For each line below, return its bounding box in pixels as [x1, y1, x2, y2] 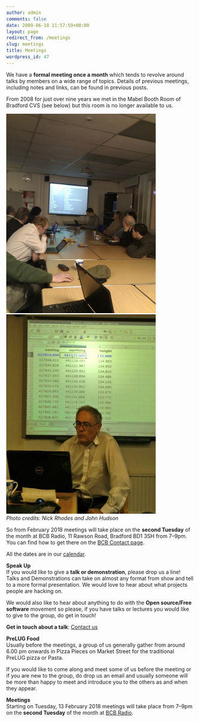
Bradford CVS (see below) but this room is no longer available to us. [6, 102, 173, 109]
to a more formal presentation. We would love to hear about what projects [6, 581, 188, 588]
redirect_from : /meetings [6, 35, 71, 41]
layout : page [6, 29, 39, 35]
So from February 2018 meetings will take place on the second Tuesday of [6, 526, 191, 533]
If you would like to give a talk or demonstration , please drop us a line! [6, 569, 181, 576]
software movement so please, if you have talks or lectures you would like [6, 605, 189, 613]
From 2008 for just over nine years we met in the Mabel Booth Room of [6, 95, 181, 102]
